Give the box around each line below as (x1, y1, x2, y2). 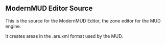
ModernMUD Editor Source (5, 4, 93, 13)
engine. (5, 23, 21, 29)
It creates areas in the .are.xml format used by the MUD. (5, 33, 124, 39)
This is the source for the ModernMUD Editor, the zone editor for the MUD (5, 17, 161, 24)
